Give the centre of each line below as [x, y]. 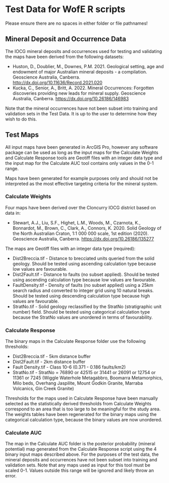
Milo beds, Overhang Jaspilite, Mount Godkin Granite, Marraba [77, 383]
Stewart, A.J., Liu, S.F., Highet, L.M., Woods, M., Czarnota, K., [76, 222]
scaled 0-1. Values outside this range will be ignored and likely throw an [79, 470]
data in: [13, 213]
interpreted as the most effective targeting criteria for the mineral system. [81, 184]
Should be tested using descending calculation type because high [81, 295]
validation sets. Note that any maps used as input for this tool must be [78, 465]
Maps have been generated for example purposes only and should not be [81, 178]
